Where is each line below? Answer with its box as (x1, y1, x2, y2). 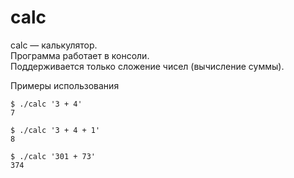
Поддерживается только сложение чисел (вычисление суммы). (10, 60, 285, 72)
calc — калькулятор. (10, 39, 98, 51)
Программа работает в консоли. (10, 49, 150, 61)
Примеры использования (10, 79, 120, 91)
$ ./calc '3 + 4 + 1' (10, 125, 101, 135)
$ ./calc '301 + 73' (10, 151, 97, 161)
